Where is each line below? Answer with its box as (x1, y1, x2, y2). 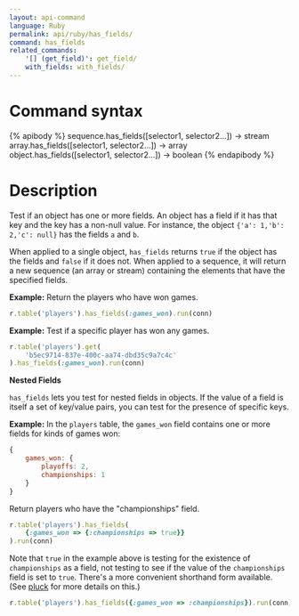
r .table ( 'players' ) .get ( (9, 342, 101, 352)
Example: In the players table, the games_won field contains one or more (9, 419, 271, 430)
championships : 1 (41, 470, 105, 479)
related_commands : (9, 46, 77, 55)
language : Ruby (9, 21, 66, 30)
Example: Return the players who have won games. (9, 291, 198, 303)
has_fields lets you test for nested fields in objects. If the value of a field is (9, 393, 284, 403)
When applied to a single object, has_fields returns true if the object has (9, 246, 278, 256)
